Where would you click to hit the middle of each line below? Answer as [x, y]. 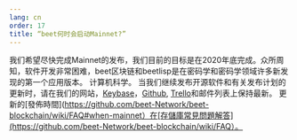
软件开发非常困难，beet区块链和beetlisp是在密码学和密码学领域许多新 [153, 71]
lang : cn [25, 17]
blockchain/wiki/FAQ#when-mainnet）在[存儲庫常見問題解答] [121, 115]
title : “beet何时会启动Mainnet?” [68, 34]
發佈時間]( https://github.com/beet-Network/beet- [118, 105]
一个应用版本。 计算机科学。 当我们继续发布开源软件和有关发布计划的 [159, 82]
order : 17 [28, 26]
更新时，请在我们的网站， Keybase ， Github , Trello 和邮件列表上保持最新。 [143, 93]
